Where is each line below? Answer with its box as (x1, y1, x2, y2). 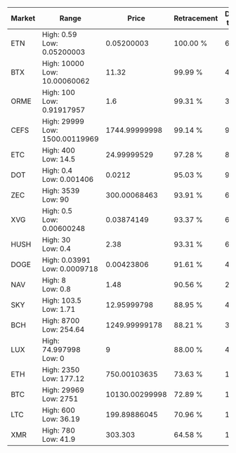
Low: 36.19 (41, 414, 81, 424)
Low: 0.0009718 (41, 264, 98, 273)
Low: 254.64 (41, 324, 85, 334)
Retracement (173, 13, 218, 23)
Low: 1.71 (41, 305, 76, 314)
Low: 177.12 (41, 374, 85, 383)
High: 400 (41, 145, 76, 155)
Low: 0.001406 (41, 175, 94, 184)
